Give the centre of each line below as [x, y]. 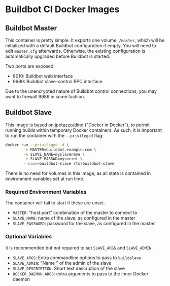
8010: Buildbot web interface [43, 76]
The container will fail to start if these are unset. [55, 203]
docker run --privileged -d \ [37, 145]
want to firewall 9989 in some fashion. [45, 97]
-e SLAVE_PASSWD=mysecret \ [53, 159]
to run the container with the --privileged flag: [55, 135]
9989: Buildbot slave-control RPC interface [58, 81]
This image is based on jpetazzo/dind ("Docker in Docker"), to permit [77, 125]
